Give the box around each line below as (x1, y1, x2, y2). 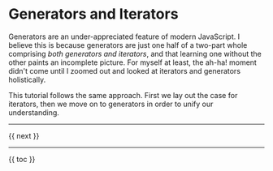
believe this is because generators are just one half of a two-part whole (8, 40, 248, 49)
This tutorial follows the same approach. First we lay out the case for (8, 90, 238, 100)
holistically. (8, 75, 46, 84)
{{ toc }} (8, 154, 36, 164)
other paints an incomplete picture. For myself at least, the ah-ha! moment (8, 58, 258, 67)
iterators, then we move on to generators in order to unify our (8, 99, 214, 109)
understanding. (8, 107, 59, 118)
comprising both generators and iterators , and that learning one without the (8, 49, 262, 58)
